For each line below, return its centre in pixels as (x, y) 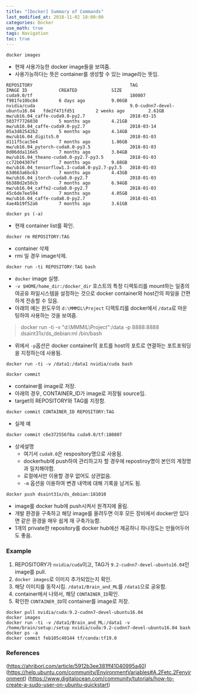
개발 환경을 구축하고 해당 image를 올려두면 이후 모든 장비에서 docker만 (96, 513)
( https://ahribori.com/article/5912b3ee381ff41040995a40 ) (76, 666)
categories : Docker (30, 22)
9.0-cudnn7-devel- (152, 106)
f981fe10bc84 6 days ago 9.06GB (67, 101)
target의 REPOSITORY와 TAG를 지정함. (60, 401)
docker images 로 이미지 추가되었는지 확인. (63, 579)
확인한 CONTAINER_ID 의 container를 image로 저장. (72, 602)
